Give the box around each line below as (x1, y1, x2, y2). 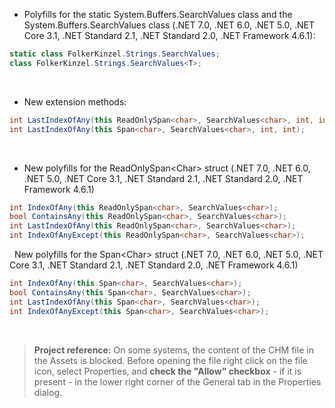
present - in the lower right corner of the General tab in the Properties (33, 375, 322, 388)
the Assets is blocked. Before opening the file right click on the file (33, 354, 308, 366)
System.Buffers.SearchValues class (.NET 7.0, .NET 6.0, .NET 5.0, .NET (23, 19, 316, 31)
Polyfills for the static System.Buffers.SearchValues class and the (23, 9, 293, 20)
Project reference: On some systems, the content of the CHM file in (33, 344, 314, 356)
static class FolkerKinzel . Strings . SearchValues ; (9, 49, 221, 59)
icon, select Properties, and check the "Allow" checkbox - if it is (33, 365, 302, 377)
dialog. (33, 386, 63, 398)
